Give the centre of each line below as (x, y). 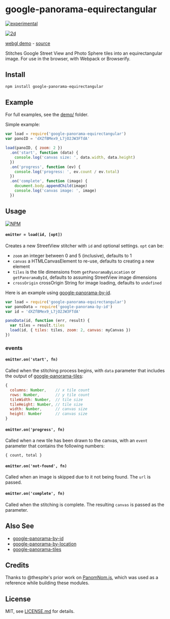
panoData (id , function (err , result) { (48, 321)
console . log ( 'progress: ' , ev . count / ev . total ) (67, 172)
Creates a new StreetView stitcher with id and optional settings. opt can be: (84, 246)
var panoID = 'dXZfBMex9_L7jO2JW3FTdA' (48, 139)
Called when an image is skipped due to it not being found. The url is (78, 477)
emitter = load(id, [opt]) (34, 235)
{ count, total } (24, 456)
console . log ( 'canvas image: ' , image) (55, 191)
